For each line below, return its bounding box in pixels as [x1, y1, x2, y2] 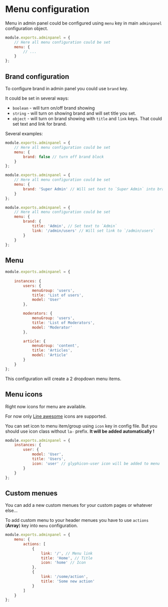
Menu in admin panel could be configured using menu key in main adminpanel [5, 20, 162, 26]
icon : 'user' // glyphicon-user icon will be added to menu [31, 461, 160, 466]
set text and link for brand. [12, 121, 67, 127]
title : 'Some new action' [40, 578, 95, 584]
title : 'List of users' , [31, 292, 84, 297]
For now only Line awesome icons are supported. [5, 413, 107, 419]
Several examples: [5, 131, 43, 136]
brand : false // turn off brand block [23, 154, 104, 159]
